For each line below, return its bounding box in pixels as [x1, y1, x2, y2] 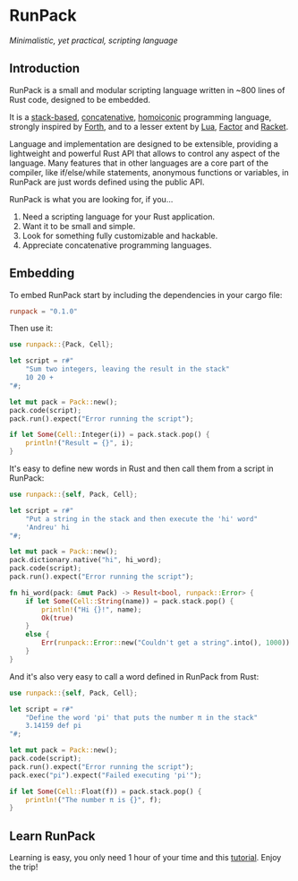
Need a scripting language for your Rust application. [21, 211, 215, 222]
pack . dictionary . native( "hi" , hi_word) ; [9, 556, 163, 565]
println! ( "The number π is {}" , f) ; [25, 795, 163, 804]
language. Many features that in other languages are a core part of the [9, 158, 268, 168]
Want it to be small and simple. [21, 220, 136, 231]
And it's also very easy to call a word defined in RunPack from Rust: [9, 671, 260, 681]
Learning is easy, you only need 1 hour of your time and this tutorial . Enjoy [9, 852, 282, 863]
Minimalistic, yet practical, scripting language [9, 35, 178, 46]
